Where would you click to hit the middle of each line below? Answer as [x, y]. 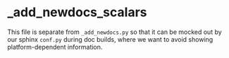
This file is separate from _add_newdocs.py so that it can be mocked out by [114, 32]
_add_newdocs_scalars [77, 12]
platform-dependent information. [55, 47]
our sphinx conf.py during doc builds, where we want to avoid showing [110, 39]
